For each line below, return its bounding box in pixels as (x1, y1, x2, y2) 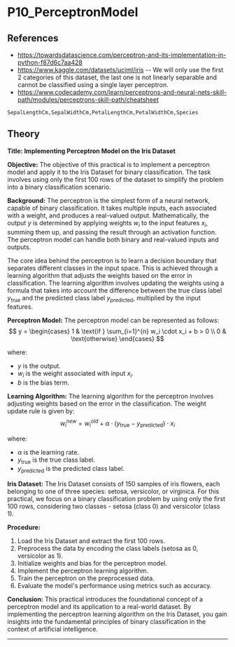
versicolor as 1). (17, 552, 64, 560)
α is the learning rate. (17, 448, 79, 456)
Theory (7, 128, 41, 140)
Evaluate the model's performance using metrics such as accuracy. (17, 582, 212, 590)
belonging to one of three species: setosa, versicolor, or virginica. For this (7, 487, 220, 495)
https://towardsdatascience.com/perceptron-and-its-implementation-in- (17, 51, 227, 59)
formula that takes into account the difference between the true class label (7, 286, 222, 295)
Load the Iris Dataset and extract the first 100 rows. (17, 537, 166, 545)
